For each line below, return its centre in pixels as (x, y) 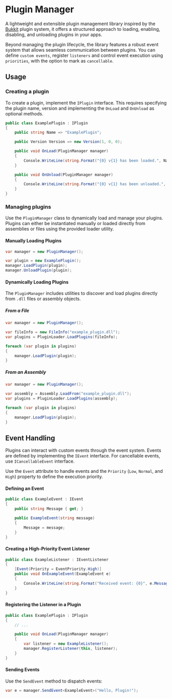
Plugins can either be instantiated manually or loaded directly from (76, 224)
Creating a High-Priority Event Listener (48, 549)
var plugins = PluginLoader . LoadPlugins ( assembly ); (61, 398)
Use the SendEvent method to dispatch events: (54, 681)
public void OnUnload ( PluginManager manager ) (64, 175)
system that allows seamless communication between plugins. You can (80, 50)
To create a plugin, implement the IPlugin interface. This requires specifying (86, 103)
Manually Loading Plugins (34, 241)
